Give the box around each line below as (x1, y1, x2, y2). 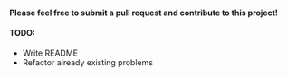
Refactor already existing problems (22, 56, 154, 67)
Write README (22, 47, 79, 58)
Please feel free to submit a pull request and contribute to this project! (9, 7, 279, 18)
